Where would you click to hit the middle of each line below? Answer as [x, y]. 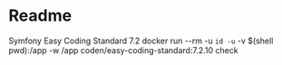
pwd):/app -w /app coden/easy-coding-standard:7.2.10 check [123, 50]
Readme [40, 16]
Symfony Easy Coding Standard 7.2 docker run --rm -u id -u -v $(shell [141, 41]
